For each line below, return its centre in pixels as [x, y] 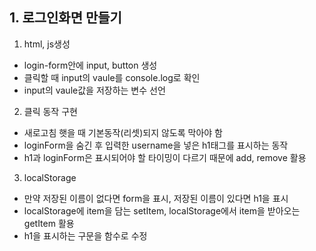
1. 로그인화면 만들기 [65, 18]
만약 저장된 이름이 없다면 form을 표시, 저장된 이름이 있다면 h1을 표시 [156, 198]
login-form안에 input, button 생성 [90, 65]
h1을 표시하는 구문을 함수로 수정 [85, 235]
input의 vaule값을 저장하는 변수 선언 [94, 90]
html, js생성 [47, 44]
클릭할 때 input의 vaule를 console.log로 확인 [112, 77]
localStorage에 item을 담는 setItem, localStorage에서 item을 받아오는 [162, 210]
